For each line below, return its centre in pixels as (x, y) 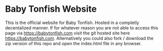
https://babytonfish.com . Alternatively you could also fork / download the (79, 38)
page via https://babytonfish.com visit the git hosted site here (67, 33)
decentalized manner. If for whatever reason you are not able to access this (82, 27)
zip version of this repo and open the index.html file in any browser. (73, 43)
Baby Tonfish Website (51, 9)
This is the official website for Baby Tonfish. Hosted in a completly (72, 23)
